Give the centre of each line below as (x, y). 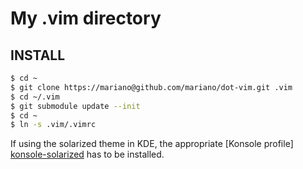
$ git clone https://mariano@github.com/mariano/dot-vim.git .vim (151, 87)
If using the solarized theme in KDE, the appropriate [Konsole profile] (152, 144)
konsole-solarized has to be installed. (87, 154)
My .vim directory (86, 18)
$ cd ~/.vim (35, 97)
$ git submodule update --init (75, 106)
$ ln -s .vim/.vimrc (53, 125)
